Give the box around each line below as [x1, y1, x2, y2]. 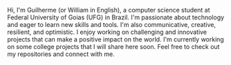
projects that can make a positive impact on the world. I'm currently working [7, 35, 225, 44]
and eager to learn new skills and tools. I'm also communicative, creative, [7, 21, 216, 28]
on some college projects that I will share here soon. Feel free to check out [7, 43, 220, 50]
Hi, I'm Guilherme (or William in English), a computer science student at [7, 6, 210, 14]
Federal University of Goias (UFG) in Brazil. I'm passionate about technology [7, 13, 225, 21]
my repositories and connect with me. [7, 50, 115, 58]
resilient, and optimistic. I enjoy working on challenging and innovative [7, 28, 207, 36]
